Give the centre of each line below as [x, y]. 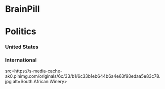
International [21, 60]
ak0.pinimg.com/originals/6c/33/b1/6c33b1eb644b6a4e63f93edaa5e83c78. [83, 76]
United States [22, 47]
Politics [21, 32]
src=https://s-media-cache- [34, 71]
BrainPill [22, 9]
